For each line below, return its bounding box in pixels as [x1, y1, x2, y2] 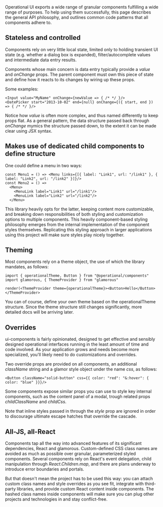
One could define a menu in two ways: [5, 162, 82, 168]
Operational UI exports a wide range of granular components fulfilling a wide [5, 4, 159, 10]
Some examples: [5, 86, 38, 92]
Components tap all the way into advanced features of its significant [5, 440, 142, 446]
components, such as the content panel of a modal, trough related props [5, 394, 150, 400]
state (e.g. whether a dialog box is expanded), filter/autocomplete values [5, 52, 151, 57]
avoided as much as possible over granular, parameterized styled [5, 451, 136, 456]
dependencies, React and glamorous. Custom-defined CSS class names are [5, 446, 158, 452]
